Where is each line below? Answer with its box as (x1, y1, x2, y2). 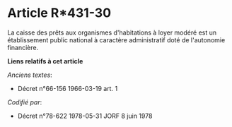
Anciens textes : (7, 71, 53, 79)
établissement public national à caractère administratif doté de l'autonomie (7, 35, 226, 44)
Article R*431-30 (7, 5, 112, 21)
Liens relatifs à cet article (7, 56, 83, 65)
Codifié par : (7, 97, 42, 107)
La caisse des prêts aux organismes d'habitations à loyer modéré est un (7, 28, 217, 37)
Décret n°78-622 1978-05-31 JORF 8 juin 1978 (17, 111, 153, 120)
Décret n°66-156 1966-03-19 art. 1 (17, 84, 118, 92)
